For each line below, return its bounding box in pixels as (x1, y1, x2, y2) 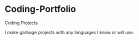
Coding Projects (4, 20, 38, 26)
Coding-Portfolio (4, 3, 76, 15)
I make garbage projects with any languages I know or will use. (4, 29, 134, 35)
